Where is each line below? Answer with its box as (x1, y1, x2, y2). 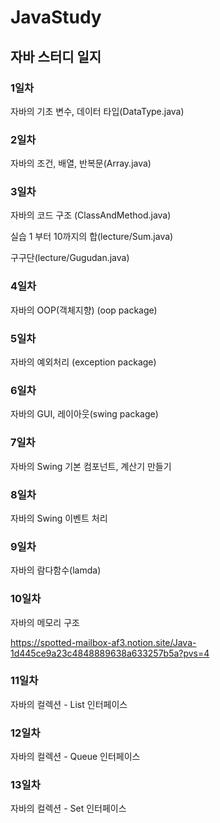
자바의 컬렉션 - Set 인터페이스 (10, 802, 127, 815)
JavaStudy (10, 6, 102, 29)
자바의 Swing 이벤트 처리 (10, 512, 108, 524)
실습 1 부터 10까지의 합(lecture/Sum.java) (10, 231, 174, 243)
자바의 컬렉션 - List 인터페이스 (10, 698, 128, 710)
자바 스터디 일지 (10, 48, 102, 65)
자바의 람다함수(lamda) (10, 564, 102, 576)
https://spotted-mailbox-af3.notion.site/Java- (10, 636, 197, 648)
